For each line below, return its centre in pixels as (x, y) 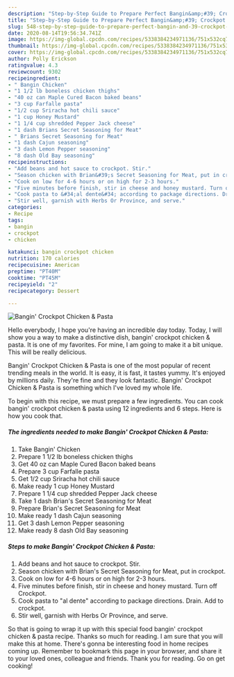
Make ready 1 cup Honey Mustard (66, 486)
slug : (16, 26)
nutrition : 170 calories (44, 259)
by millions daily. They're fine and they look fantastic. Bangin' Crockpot (110, 381)
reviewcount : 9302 (34, 72)
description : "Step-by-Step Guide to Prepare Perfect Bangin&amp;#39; (112, 14)
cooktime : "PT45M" (34, 278)
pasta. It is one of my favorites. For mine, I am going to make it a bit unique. (115, 345)
